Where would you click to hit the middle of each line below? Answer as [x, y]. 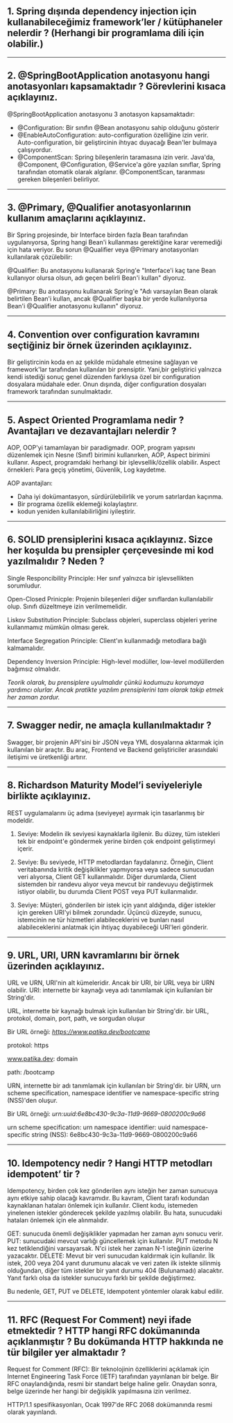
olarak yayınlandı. [32, 1412]
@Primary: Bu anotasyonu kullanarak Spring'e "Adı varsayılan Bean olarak [113, 292]
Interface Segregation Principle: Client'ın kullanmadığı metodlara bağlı [107, 640]
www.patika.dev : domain [43, 1059]
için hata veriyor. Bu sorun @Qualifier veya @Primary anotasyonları [103, 250]
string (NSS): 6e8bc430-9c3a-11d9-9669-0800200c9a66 [114, 1135]
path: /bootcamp [31, 1072]
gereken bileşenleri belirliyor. [59, 179]
